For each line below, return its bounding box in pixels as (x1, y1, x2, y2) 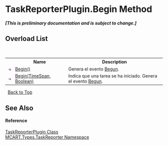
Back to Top (7, 89, 32, 95)
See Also (5, 103, 33, 112)
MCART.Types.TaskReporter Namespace (5, 134, 89, 140)
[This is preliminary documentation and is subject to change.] (5, 20, 136, 26)
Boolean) (14, 78, 34, 84)
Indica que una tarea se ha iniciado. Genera (68, 72, 157, 78)
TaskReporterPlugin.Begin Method (5, 3, 152, 15)
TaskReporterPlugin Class (5, 128, 58, 134)
